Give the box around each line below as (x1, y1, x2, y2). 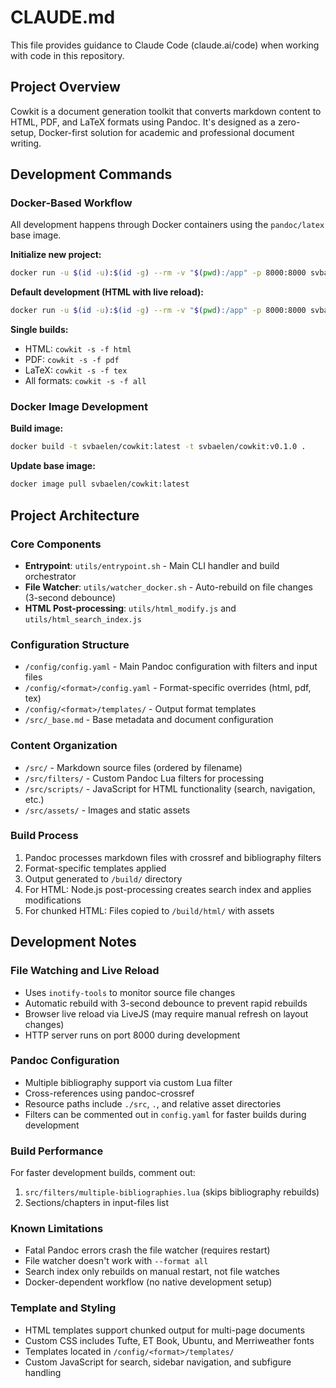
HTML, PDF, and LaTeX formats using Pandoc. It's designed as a (10, 116, 276, 128)
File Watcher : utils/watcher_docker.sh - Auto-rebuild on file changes (24, 581, 313, 593)
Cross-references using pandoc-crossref (24, 1087, 195, 1099)
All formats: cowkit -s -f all (24, 375, 147, 387)
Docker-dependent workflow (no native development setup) (24, 1276, 273, 1288)
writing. (10, 137, 42, 149)
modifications (24, 894, 82, 906)
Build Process (10, 829, 79, 843)
